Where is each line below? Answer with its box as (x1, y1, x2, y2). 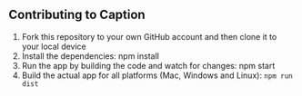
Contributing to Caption (8, 7, 146, 23)
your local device (21, 41, 87, 52)
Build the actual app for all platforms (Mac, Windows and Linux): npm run (21, 70, 293, 81)
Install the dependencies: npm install (21, 50, 160, 62)
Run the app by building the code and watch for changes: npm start (21, 60, 276, 71)
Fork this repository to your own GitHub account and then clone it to (21, 31, 277, 42)
